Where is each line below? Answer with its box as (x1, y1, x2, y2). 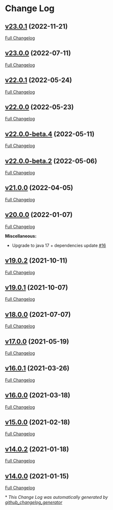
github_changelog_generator (5, 499, 63, 505)
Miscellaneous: (5, 233, 37, 239)
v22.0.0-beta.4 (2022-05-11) (5, 130, 95, 138)
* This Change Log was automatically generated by (5, 494, 108, 500)
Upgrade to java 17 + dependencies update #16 (12, 242, 106, 248)
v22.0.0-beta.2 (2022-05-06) (5, 157, 98, 165)
